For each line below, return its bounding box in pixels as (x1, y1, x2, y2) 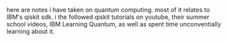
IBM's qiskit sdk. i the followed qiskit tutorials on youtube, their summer (6, 13, 210, 21)
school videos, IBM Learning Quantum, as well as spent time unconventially (6, 20, 222, 28)
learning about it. (6, 27, 55, 35)
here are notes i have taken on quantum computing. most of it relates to (6, 6, 210, 14)
